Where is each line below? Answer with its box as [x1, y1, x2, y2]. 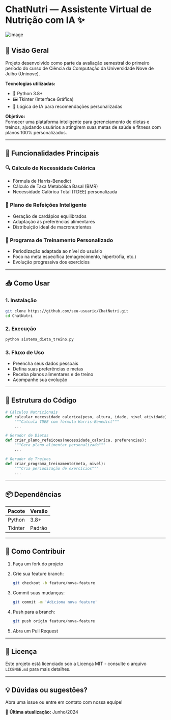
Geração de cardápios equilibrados [12, 213, 87, 219]
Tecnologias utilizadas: [5, 80, 56, 87]
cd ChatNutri [5, 313, 33, 319]
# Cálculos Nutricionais [5, 410, 58, 415]
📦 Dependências [5, 490, 62, 499]
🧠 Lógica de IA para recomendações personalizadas [12, 103, 123, 109]
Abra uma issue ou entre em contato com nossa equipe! [5, 699, 123, 705]
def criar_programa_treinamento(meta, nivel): [5, 461, 106, 466]
